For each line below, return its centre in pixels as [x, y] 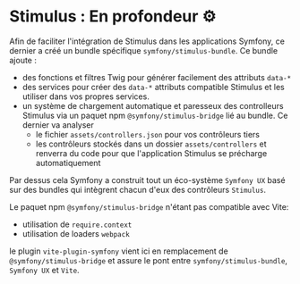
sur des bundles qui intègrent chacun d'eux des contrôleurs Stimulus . [138, 189]
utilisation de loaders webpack [76, 233]
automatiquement [68, 163]
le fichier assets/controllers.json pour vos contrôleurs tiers [147, 134]
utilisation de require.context [77, 224]
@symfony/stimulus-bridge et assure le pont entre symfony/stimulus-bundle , [149, 260]
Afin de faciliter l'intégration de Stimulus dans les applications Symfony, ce [147, 41]
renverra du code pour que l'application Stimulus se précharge [151, 153]
